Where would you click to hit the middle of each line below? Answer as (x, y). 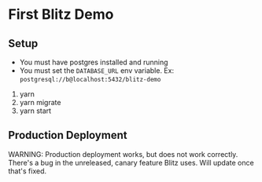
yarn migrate (40, 102)
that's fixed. (28, 171)
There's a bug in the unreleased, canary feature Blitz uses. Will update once (131, 162)
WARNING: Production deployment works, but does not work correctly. (123, 154)
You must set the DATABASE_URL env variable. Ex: (97, 71)
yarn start (35, 111)
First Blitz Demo (61, 15)
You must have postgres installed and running (94, 62)
